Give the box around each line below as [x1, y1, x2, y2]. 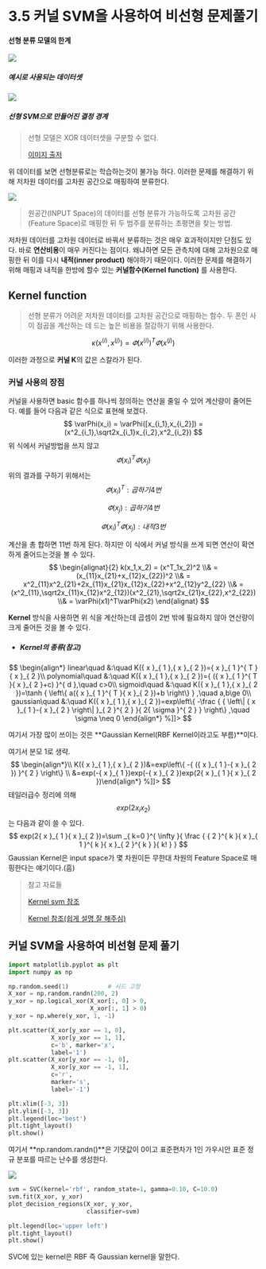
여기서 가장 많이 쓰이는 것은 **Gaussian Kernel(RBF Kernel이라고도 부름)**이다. [8, 730, 259, 740]
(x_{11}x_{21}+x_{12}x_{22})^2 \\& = [75, 571, 191, 581]
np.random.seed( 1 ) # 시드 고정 [8, 982, 141, 990]
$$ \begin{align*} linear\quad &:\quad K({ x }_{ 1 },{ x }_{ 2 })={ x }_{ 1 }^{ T [9, 663, 253, 672]
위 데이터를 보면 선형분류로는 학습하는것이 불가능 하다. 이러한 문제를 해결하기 [8, 167, 246, 176]
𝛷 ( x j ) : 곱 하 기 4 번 [106, 503, 160, 514]
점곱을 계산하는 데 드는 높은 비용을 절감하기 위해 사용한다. [36, 321, 214, 331]
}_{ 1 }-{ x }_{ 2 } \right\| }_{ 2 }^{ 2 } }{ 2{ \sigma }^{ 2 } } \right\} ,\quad [17, 705, 250, 715]
